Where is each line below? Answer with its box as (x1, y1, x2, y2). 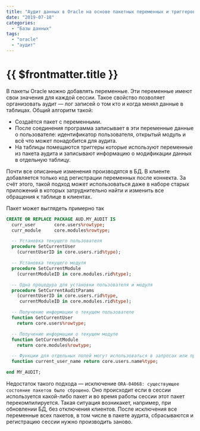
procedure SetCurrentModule (11, 265, 82, 272)
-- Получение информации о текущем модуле (11, 331, 118, 337)
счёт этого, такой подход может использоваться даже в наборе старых (6, 180, 189, 187)
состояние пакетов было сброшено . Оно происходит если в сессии (6, 386, 171, 394)
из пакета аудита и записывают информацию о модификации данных (14, 150, 192, 157)
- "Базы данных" (11, 25, 52, 32)
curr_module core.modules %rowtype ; (11, 227, 111, 233)
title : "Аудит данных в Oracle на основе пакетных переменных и (6, 8, 169, 15)
